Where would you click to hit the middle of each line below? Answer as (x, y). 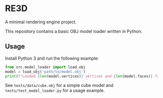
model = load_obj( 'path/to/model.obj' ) (45, 72)
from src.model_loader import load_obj (45, 67)
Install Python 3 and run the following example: (52, 58)
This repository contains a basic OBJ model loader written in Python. (74, 31)
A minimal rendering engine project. (41, 22)
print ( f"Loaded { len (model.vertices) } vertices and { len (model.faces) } (79, 76)
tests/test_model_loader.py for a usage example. (55, 91)
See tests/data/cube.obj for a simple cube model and (59, 85)
